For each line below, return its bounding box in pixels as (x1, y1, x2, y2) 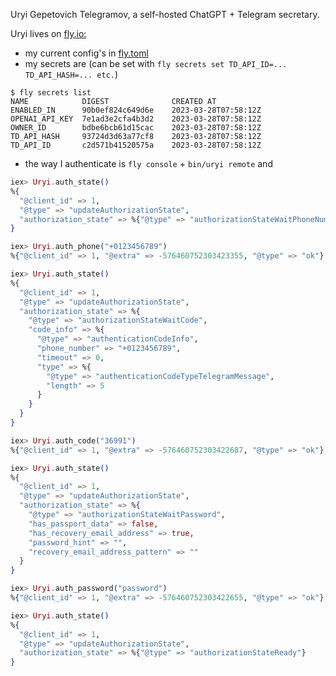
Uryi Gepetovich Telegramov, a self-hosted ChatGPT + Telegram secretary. (10, 9, 320, 20)
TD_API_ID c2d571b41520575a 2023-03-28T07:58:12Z (10, 140, 262, 150)
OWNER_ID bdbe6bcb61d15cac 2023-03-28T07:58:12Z (10, 123, 262, 133)
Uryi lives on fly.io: (10, 28, 87, 39)
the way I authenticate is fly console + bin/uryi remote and (24, 158, 273, 169)
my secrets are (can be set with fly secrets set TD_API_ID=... (24, 58, 288, 69)
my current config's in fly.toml (24, 47, 149, 59)
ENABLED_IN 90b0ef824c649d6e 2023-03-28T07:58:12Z (10, 105, 262, 115)
